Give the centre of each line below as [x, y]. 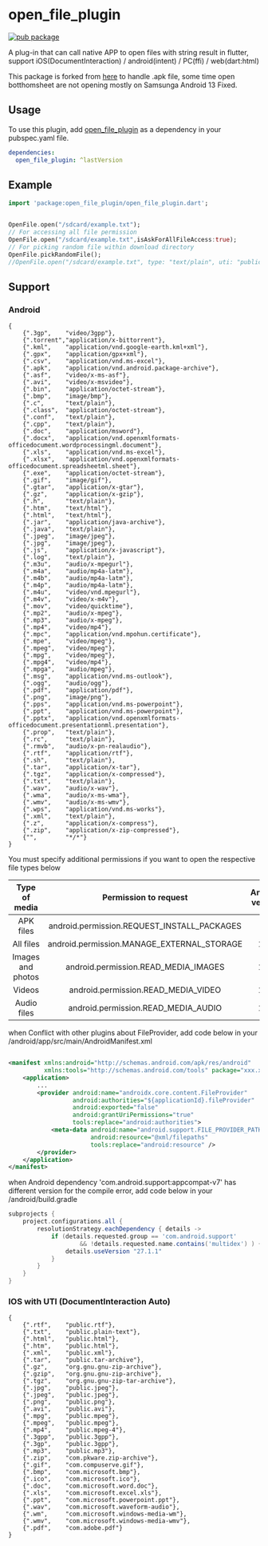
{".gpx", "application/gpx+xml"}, [85, 354]
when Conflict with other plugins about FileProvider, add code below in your [133, 1033]
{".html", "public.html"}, [71, 1339]
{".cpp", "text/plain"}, [69, 425]
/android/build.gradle [43, 1200]
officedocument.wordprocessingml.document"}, [85, 446]
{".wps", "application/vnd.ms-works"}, [94, 810]
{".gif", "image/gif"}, [67, 481]
